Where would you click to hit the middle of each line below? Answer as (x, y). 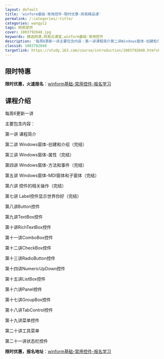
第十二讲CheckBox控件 (28, 248)
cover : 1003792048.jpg (28, 32)
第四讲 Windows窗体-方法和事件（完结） (46, 165)
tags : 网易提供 (19, 28)
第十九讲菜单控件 (22, 321)
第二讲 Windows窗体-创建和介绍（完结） (46, 145)
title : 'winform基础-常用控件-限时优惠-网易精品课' (53, 14)
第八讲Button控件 (22, 207)
